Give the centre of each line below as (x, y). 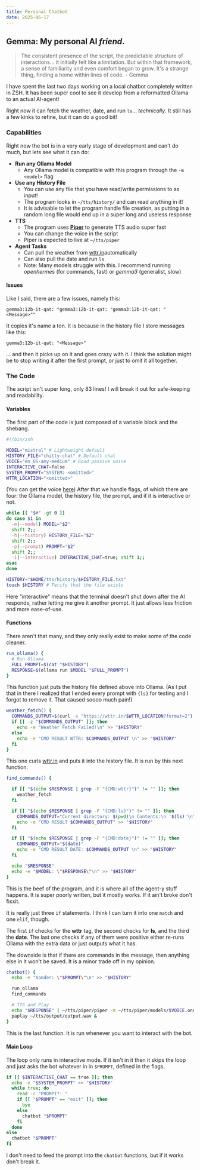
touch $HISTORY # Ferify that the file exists (65, 585)
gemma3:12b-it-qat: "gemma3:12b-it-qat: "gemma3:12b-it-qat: (84, 309)
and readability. (25, 396)
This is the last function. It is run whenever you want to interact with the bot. (99, 1033)
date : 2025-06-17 (28, 17)
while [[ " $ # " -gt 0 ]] (36, 513)
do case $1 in (24, 519)
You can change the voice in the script (71, 233)
